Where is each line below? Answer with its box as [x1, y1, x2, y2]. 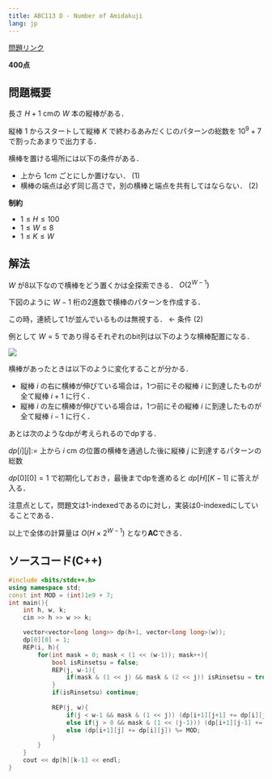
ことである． [15, 510, 58, 520]
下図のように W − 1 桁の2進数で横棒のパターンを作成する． [8, 297, 205, 307]
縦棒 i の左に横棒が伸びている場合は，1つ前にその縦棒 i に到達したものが [19, 401, 261, 411]
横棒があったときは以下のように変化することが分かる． [8, 364, 193, 374]
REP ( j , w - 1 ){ [51, 666, 96, 674]
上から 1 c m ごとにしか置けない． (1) [19, 171, 140, 180]
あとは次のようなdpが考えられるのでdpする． [8, 429, 161, 438]
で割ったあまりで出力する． [8, 136, 101, 146]
